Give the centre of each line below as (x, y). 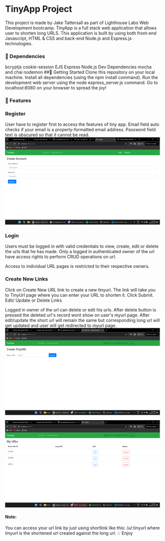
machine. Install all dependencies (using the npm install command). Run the (82, 78)
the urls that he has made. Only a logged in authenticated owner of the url (80, 252)
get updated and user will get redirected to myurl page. (61, 325)
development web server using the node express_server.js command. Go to (82, 83)
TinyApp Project (39, 9)
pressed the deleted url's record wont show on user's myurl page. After (77, 315)
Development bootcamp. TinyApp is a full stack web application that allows (81, 28)
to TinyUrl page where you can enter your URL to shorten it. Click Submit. (79, 295)
